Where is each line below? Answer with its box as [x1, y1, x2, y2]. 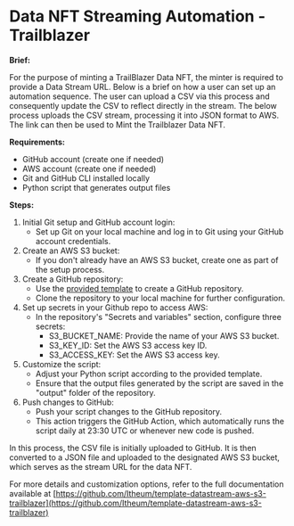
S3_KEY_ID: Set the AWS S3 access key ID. [48, 340, 208, 350]
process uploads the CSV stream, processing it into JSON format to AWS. [9, 110, 279, 120]
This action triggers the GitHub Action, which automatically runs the [35, 415, 285, 426]
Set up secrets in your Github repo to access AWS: [21, 301, 208, 313]
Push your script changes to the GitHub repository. [35, 406, 223, 416]
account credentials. [35, 235, 111, 246]
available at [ [9, 488, 56, 498]
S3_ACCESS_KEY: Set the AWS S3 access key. [48, 349, 220, 360]
